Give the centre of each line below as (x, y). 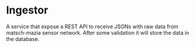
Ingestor (27, 10)
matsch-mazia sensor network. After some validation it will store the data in (98, 32)
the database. (23, 39)
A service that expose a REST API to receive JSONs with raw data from (92, 26)
